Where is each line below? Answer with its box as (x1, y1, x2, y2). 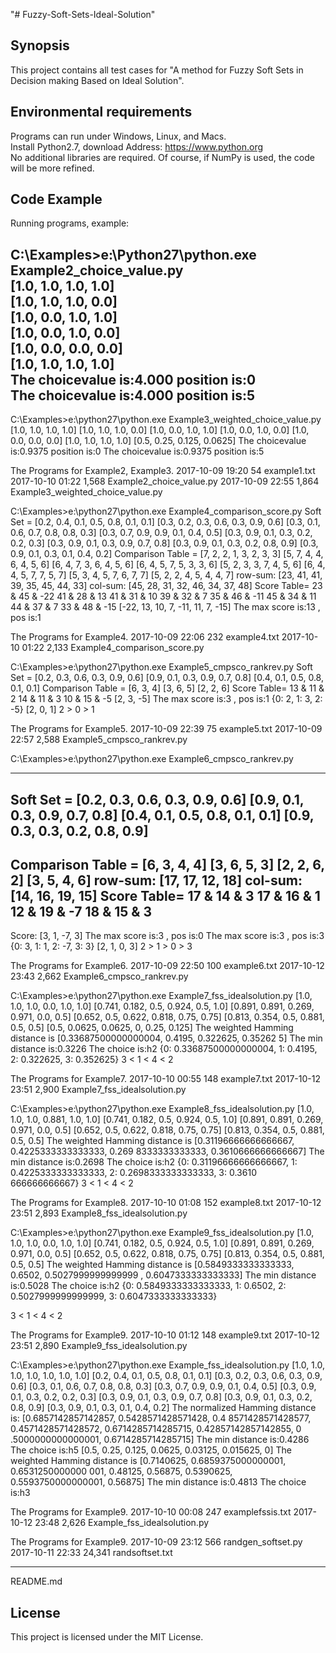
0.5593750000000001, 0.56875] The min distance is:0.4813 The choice (10, 1476, 307, 1488)
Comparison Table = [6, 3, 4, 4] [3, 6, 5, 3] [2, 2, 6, (10, 857, 325, 874)
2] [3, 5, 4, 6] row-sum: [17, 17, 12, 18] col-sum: (10, 872, 303, 889)
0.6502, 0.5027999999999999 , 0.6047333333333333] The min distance (10, 1269, 317, 1281)
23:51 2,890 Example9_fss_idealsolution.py (10, 1340, 188, 1352)
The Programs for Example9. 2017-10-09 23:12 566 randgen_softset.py (10, 1536, 303, 1548)
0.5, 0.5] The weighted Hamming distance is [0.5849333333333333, (10, 1259, 295, 1271)
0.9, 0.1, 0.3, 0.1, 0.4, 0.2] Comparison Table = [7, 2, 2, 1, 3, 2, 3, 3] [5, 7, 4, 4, (10, 548, 324, 560)
